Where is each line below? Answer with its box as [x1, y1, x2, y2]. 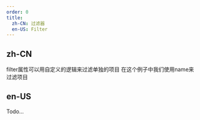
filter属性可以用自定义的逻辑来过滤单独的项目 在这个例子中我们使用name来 [6, 66, 194, 73]
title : [6, 15, 23, 21]
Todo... [6, 108, 24, 115]
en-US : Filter [12, 26, 48, 32]
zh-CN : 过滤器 [12, 20, 45, 26]
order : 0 [6, 9, 29, 15]
